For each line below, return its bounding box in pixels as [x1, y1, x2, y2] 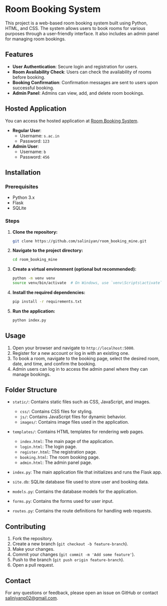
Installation [5, 168, 41, 176]
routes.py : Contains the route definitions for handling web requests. [12, 508, 153, 514]
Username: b [19, 149, 46, 154]
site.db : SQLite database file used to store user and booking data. [12, 479, 149, 485]
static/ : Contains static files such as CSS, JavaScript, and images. [12, 399, 151, 405]
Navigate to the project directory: [12, 248, 83, 254]
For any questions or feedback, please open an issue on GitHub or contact [5, 590, 159, 596]
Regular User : [12, 127, 41, 133]
